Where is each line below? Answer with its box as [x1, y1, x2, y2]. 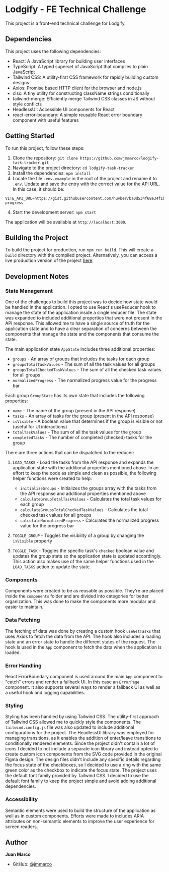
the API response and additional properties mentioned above [20, 490, 146, 497]
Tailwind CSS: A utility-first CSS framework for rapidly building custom [12, 74, 159, 80]
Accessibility [5, 796, 38, 803]
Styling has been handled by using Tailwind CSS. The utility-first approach [5, 714, 159, 720]
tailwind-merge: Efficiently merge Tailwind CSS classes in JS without [12, 95, 155, 101]
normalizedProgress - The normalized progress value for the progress [12, 377, 157, 384]
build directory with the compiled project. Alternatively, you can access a [5, 252, 157, 258]
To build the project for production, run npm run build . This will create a [5, 247, 154, 253]
